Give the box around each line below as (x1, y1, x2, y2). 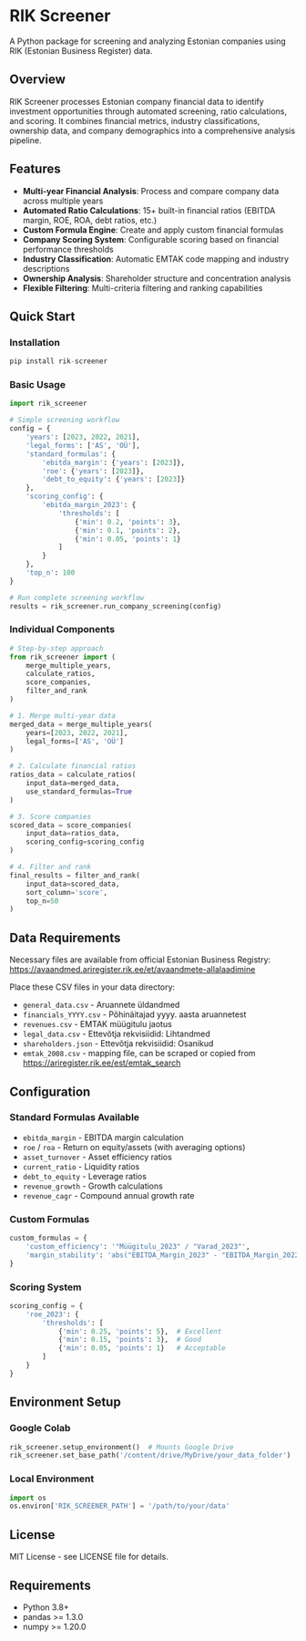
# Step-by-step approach (9, 644, 104, 653)
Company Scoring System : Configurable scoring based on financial (22, 234, 280, 244)
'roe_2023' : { (25, 1310, 79, 1319)
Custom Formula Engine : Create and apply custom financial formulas (22, 224, 284, 235)
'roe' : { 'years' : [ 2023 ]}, (42, 466, 145, 475)
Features (9, 161, 61, 177)
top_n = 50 (25, 896, 59, 906)
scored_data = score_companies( (9, 820, 132, 830)
